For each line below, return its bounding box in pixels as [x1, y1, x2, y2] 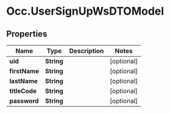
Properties [6, 29, 48, 39]
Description [69, 47, 104, 55]
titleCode [9, 87, 37, 95]
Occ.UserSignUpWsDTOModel [6, 4, 165, 18]
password [9, 97, 39, 105]
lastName [9, 77, 38, 85]
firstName [9, 67, 40, 75]
